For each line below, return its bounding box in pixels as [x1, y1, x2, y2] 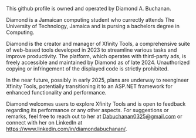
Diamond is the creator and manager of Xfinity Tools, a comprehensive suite [6, 41, 191, 47]
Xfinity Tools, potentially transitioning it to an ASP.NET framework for [6, 83, 173, 90]
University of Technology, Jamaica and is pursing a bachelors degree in [6, 23, 180, 29]
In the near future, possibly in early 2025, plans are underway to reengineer [6, 76, 189, 83]
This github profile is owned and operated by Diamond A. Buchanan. [6, 5, 171, 12]
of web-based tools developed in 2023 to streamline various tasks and [6, 46, 177, 53]
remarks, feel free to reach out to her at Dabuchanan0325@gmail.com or [6, 113, 183, 120]
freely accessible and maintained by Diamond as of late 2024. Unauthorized [6, 59, 190, 66]
